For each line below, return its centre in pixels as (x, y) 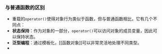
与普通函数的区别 (25, 7)
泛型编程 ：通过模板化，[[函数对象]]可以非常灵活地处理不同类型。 (77, 43)
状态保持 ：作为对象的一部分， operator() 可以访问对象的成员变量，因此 (82, 31)
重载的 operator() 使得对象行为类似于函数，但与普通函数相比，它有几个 (82, 19)
